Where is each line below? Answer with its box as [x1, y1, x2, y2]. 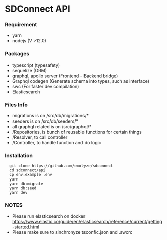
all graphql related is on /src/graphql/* [12, 124, 92, 130]
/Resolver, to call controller [12, 134, 68, 140]
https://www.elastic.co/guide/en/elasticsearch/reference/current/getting [12, 218, 162, 224]
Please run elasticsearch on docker [12, 213, 86, 219]
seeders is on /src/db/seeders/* [12, 118, 79, 124]
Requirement [5, 21, 37, 28]
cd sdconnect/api [9, 168, 46, 173]
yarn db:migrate [9, 181, 43, 187]
